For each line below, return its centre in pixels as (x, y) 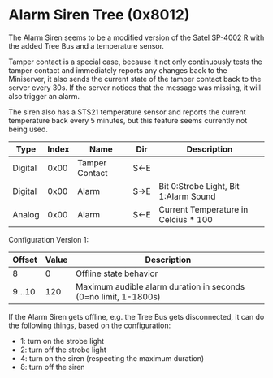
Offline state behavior (117, 273)
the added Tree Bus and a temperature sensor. (87, 45)
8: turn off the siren (52, 367)
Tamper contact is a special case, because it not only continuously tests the (135, 62)
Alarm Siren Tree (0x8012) (99, 15)
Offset (25, 260)
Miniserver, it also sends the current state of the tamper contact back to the (135, 79)
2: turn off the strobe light (63, 350)
